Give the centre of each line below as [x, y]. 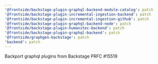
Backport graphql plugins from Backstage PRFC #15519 [61, 56]
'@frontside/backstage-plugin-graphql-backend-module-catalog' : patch [79, 10]
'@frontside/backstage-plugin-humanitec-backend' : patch [65, 28]
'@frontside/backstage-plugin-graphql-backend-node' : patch [68, 24]
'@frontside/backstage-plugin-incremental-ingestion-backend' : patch [78, 14]
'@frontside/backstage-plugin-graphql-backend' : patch [62, 33]
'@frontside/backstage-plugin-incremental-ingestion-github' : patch [77, 19]
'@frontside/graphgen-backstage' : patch [47, 38]
